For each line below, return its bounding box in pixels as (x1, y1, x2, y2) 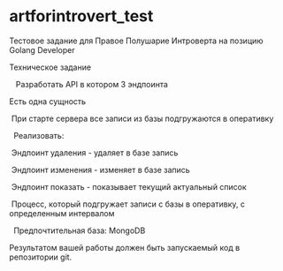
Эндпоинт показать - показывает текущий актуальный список (11, 181, 248, 192)
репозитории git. (9, 252, 73, 262)
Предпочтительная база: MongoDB (12, 225, 146, 236)
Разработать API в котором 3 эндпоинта (15, 79, 168, 89)
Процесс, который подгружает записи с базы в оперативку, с (11, 199, 246, 209)
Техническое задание (9, 62, 91, 72)
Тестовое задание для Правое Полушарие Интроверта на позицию (9, 35, 264, 46)
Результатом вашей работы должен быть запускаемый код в (9, 242, 241, 252)
